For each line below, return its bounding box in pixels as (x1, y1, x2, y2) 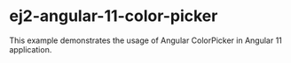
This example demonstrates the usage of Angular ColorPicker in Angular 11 (9, 35, 282, 45)
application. (9, 44, 52, 54)
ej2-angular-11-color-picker (9, 6, 218, 26)
